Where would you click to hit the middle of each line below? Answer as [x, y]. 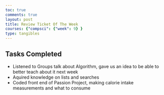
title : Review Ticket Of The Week [42, 24]
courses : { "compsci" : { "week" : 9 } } [44, 29]
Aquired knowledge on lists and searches [56, 77]
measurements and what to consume [51, 88]
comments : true [21, 15]
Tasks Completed [34, 54]
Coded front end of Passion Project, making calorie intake [73, 82]
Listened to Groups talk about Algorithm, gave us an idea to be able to [86, 66]
